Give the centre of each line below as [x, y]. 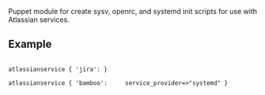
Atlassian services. [39, 20]
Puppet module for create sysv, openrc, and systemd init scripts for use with [133, 11]
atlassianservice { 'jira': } [58, 69]
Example [30, 44]
